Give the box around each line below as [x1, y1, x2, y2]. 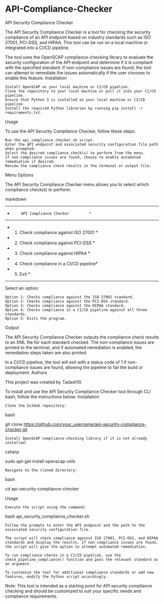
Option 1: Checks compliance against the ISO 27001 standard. [5, 295, 134, 300]
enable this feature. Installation [5, 75, 67, 81]
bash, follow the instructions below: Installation [5, 394, 100, 399]
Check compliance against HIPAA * [19, 250, 90, 256]
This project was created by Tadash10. [5, 379, 82, 385]
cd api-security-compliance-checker [5, 486, 79, 491]
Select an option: [5, 285, 39, 291]
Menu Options [5, 172, 34, 178]
